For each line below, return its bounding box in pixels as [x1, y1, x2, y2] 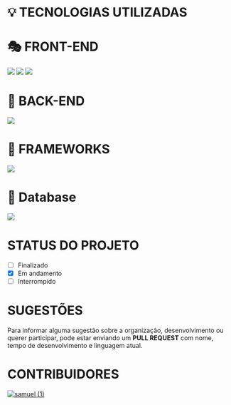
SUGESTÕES [7, 302, 83, 319]
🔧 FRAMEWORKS [7, 141, 110, 158]
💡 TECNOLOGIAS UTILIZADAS [7, 4, 188, 21]
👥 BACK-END [7, 93, 85, 109]
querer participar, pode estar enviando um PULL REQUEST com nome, [7, 334, 214, 342]
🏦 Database [7, 190, 77, 205]
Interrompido [17, 277, 56, 285]
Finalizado [17, 261, 48, 270]
